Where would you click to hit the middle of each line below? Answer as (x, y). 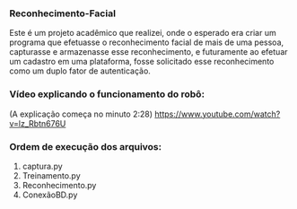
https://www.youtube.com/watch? (218, 114)
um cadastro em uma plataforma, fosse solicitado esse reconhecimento (142, 62)
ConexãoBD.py (50, 195)
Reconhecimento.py (59, 185)
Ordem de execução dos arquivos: (86, 146)
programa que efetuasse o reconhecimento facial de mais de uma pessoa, (147, 42)
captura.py (42, 166)
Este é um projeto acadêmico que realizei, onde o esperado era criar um (143, 33)
